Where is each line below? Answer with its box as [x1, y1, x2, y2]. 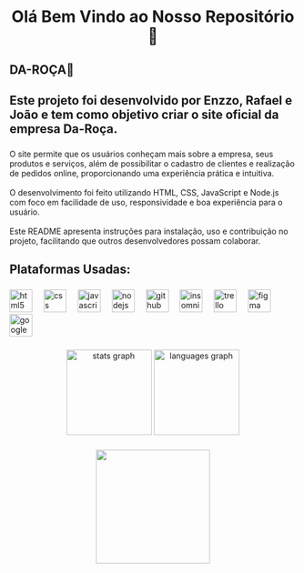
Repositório [205, 6, 295, 27]
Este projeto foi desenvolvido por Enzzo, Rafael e [9, 93, 293, 108]
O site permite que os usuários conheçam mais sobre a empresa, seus [9, 148, 274, 159]
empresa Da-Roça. [9, 121, 118, 136]
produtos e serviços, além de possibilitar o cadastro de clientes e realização [9, 157, 296, 169]
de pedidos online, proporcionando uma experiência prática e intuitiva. [9, 167, 275, 178]
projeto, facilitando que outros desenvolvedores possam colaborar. [9, 235, 261, 246]
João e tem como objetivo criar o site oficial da [9, 106, 279, 122]
